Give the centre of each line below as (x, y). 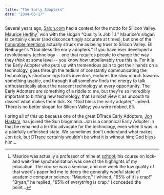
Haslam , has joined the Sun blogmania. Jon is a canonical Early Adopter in (80, 121)
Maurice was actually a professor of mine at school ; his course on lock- (84, 156)
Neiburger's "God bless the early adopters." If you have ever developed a (79, 50)
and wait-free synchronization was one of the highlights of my (75, 161)
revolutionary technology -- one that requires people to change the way (77, 55)
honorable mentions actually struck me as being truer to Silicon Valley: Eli (79, 44)
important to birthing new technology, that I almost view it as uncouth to (77, 96)
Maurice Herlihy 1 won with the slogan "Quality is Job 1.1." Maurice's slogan (80, 34)
